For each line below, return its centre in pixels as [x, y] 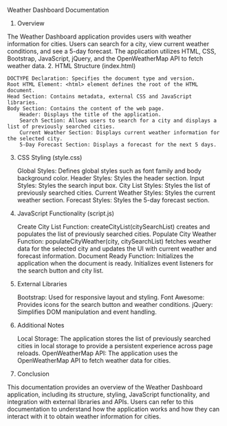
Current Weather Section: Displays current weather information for [120, 133]
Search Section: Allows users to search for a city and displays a [118, 120]
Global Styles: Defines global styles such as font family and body [109, 171]
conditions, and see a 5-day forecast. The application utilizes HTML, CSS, [112, 51]
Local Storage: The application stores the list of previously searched [114, 339]
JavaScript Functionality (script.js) [66, 213]
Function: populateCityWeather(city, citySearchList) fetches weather [114, 241]
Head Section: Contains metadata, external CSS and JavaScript [100, 96]
